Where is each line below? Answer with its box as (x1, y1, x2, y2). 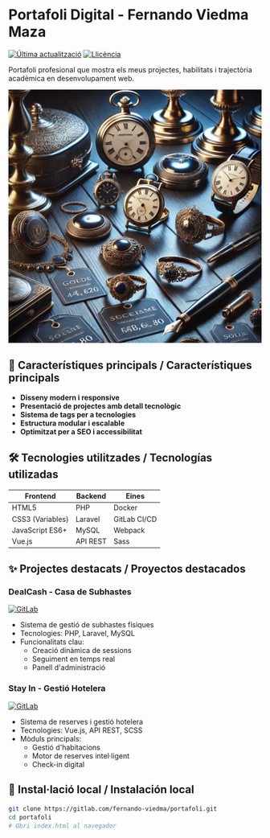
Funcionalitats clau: (19, 637, 84, 647)
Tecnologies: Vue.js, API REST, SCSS (19, 725, 143, 735)
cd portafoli (8, 814, 52, 822)
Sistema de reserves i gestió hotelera (19, 717, 143, 726)
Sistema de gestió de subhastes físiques (19, 620, 154, 630)
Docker (113, 503, 138, 512)
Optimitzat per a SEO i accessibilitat (19, 426, 143, 436)
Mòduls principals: (19, 733, 82, 743)
